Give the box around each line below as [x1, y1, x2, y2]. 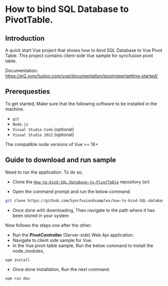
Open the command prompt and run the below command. [12, 188, 131, 194]
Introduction [5, 34, 45, 42]
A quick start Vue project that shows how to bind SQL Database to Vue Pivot [5, 47, 162, 53]
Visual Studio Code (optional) [12, 126, 74, 132]
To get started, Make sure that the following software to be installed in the [5, 100, 157, 106]
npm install [5, 257, 30, 262]
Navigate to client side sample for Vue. [12, 237, 92, 243]
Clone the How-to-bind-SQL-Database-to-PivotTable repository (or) [12, 178, 150, 184]
